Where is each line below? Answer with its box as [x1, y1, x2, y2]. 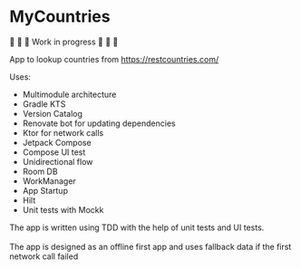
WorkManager [22, 175, 77, 187]
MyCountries [9, 6, 111, 27]
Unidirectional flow [22, 156, 93, 167]
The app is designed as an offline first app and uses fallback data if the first [9, 241, 292, 252]
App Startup [22, 185, 68, 196]
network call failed [9, 251, 79, 262]
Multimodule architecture [22, 89, 117, 100]
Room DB [22, 166, 58, 177]
